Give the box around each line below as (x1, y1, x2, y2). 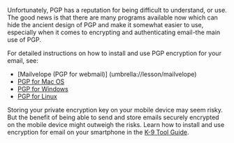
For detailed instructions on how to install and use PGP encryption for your (7, 49, 222, 57)
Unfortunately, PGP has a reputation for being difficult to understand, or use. (7, 6, 227, 14)
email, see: (7, 57, 38, 65)
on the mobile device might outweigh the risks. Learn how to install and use (7, 121, 225, 128)
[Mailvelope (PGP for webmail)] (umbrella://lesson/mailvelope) (17, 70, 197, 78)
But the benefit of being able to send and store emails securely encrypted (7, 113, 219, 121)
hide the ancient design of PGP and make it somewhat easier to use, (7, 21, 204, 29)
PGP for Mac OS (17, 77, 65, 86)
